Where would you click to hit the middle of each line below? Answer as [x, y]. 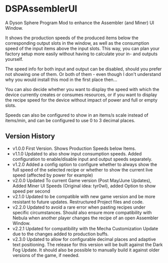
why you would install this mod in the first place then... [61, 79]
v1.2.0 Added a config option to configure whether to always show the [85, 164]
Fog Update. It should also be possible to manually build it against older [86, 250]
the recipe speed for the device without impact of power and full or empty [81, 100]
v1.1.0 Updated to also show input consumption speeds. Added [77, 153]
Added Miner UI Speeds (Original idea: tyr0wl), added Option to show [84, 186]
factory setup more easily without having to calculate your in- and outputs [81, 54]
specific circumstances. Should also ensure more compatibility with [82, 212]
